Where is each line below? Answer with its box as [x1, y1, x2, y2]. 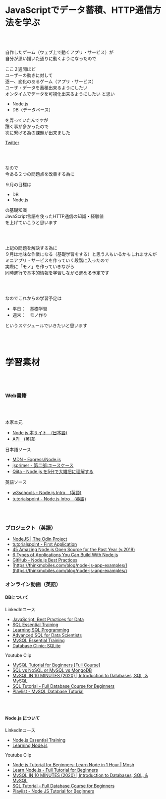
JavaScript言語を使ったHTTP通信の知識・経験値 [5, 213, 104, 219]
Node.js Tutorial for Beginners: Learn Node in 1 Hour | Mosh [12, 761, 135, 768]
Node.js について [5, 715, 40, 721]
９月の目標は [5, 181, 31, 187]
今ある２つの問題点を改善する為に [5, 171, 75, 177]
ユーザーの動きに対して [5, 72, 53, 78]
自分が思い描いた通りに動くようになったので [5, 55, 97, 61]
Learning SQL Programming [12, 627, 69, 633]
